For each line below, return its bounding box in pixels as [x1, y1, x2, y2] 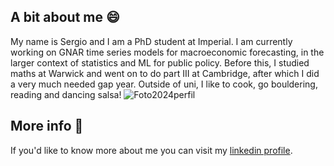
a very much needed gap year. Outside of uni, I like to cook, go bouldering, [10, 78, 318, 90]
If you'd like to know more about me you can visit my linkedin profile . [10, 144, 293, 156]
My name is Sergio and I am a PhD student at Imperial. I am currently [10, 35, 293, 47]
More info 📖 [10, 118, 84, 135]
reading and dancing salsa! [10, 88, 122, 100]
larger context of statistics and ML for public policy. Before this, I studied [10, 56, 310, 69]
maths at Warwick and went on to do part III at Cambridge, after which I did [10, 67, 320, 79]
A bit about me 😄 [10, 9, 120, 26]
